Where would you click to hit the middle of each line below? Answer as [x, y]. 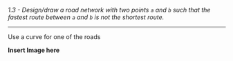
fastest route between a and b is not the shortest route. [86, 17]
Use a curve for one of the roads [54, 37]
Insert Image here [34, 50]
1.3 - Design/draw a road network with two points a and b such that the [109, 10]
